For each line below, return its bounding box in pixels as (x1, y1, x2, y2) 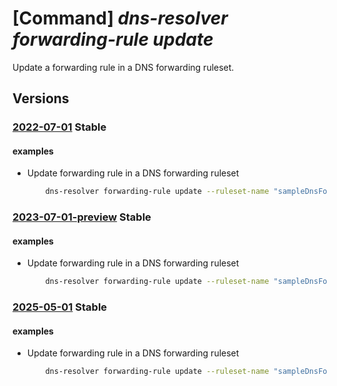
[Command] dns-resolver (12, 7, 229, 30)
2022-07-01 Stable (12, 120, 107, 134)
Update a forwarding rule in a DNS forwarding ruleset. (12, 61, 235, 73)
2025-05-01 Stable (12, 300, 108, 314)
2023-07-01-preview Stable (12, 210, 152, 224)
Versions (12, 90, 70, 107)
